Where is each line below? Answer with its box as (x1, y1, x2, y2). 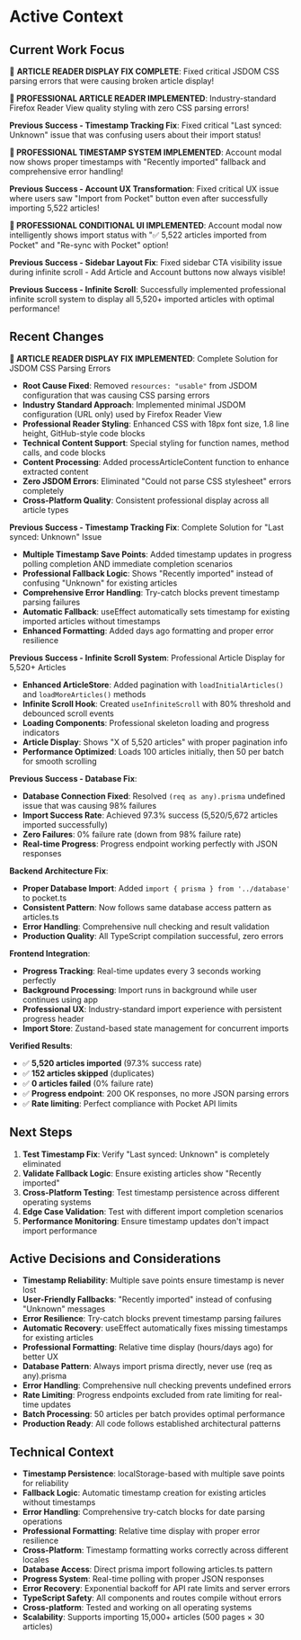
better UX (22, 1351, 58, 1362)
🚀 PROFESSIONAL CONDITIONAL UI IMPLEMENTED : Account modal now (9, 220, 283, 230)
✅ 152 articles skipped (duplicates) (22, 1068, 155, 1079)
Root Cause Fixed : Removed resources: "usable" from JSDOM (22, 380, 258, 390)
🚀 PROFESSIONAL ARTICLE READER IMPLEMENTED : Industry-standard (9, 93, 277, 103)
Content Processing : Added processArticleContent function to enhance (22, 456, 290, 467)
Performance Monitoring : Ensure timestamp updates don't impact (22, 1215, 270, 1226)
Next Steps (9, 1125, 73, 1140)
